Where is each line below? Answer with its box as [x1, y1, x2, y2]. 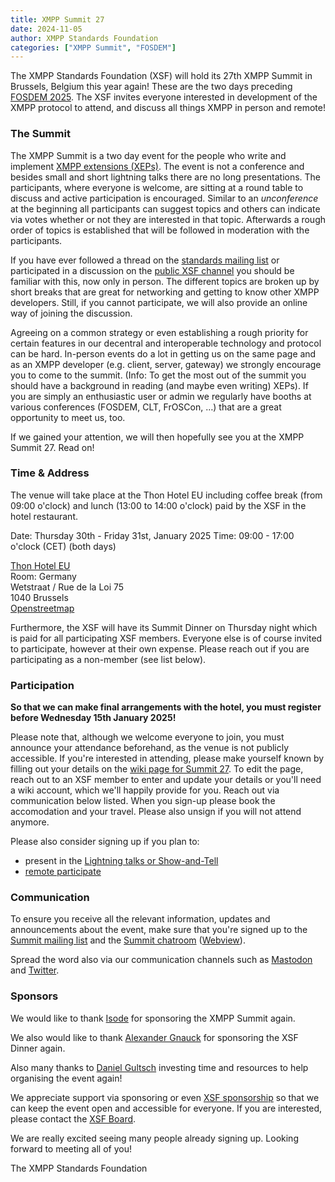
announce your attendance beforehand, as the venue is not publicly [10, 742, 290, 754]
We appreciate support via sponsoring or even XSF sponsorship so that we [10, 1091, 320, 1103]
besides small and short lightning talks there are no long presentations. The [10, 171, 322, 183]
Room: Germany [10, 570, 77, 582]
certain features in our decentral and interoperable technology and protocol [10, 337, 322, 349]
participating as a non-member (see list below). [10, 653, 207, 665]
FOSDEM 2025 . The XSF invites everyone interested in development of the [10, 91, 318, 103]
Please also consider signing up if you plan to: [10, 836, 200, 848]
